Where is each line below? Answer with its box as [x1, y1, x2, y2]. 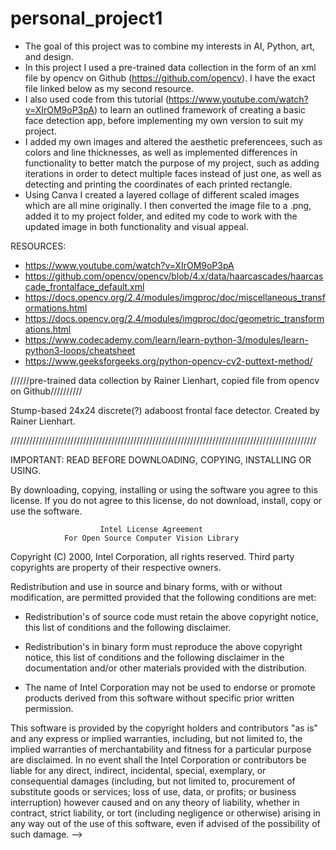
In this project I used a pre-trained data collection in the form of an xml [24, 61, 317, 73]
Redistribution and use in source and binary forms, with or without [10, 580, 283, 592]
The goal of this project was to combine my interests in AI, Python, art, [24, 40, 316, 52]
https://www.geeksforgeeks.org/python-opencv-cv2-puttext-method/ [24, 355, 313, 367]
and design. [24, 50, 74, 62]
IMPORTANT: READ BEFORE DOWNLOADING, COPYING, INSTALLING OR [10, 453, 312, 466]
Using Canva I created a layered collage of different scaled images [24, 188, 300, 201]
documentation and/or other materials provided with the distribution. [24, 662, 307, 674]
